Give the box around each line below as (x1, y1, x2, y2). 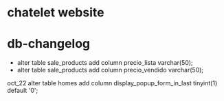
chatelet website (7, 5, 104, 20)
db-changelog (7, 36, 91, 52)
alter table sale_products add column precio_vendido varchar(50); (16, 66, 204, 74)
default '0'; (7, 87, 38, 95)
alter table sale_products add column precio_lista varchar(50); (16, 59, 194, 67)
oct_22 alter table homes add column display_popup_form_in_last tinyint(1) (7, 79, 218, 87)
